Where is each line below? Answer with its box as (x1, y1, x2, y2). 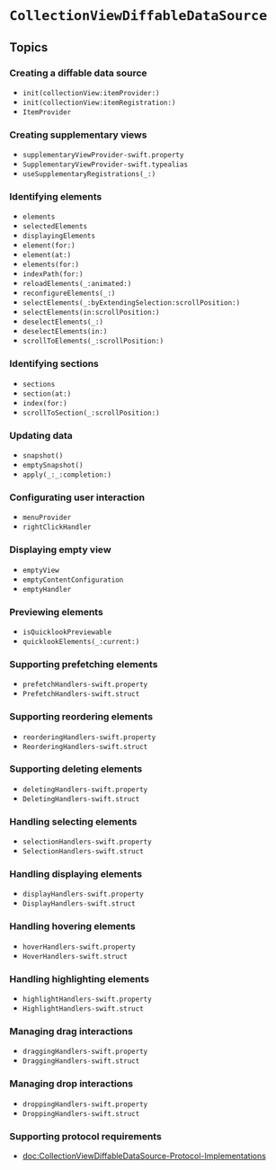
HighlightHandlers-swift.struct (22, 1005, 144, 1014)
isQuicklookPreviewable (22, 628, 112, 637)
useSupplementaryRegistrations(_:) (22, 170, 156, 179)
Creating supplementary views (9, 129, 147, 141)
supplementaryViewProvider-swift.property (22, 151, 184, 160)
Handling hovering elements (9, 920, 137, 933)
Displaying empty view (9, 543, 111, 556)
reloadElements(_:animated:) (22, 280, 132, 289)
